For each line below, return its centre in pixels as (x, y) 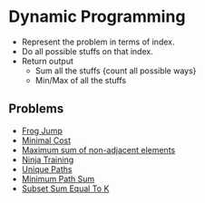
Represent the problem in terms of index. (98, 42)
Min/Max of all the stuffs (81, 80)
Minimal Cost (46, 140)
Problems (36, 109)
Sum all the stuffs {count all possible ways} (116, 71)
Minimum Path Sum (58, 179)
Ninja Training (48, 159)
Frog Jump (42, 130)
